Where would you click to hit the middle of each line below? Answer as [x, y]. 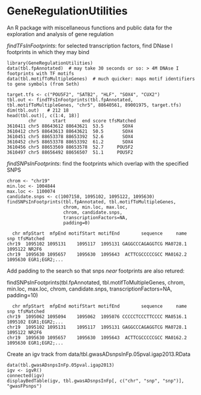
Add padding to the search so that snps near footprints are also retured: [96, 271]
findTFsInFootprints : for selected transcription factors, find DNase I [90, 46]
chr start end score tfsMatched [82, 121]
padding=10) [22, 295]
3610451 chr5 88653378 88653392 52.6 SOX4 [70, 136]
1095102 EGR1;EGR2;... [35, 322]
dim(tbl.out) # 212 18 [38, 110]
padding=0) [77, 223]
